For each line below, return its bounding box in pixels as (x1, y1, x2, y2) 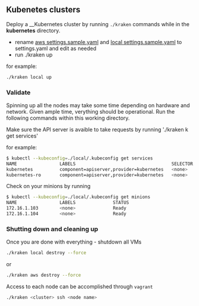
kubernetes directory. (6, 27, 61, 34)
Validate (6, 88, 31, 96)
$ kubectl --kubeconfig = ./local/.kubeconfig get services (6, 155, 153, 161)
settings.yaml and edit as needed (14, 45, 97, 52)
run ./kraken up (14, 51, 53, 58)
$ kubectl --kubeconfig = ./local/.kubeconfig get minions (6, 194, 151, 200)
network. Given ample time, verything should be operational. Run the (6, 108, 175, 115)
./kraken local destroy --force (6, 250, 86, 256)
